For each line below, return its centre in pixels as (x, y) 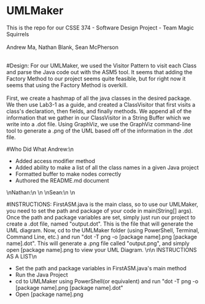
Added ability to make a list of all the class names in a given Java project (107, 167)
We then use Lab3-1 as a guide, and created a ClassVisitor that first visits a (101, 104)
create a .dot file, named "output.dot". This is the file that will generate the (100, 224)
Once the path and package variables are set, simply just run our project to (101, 217)
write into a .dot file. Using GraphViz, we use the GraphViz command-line (99, 124)
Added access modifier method (55, 161)
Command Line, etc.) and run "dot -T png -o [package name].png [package (102, 237)
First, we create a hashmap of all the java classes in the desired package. (99, 98)
